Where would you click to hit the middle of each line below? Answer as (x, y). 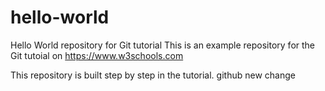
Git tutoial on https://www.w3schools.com (97, 55)
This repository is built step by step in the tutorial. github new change (153, 75)
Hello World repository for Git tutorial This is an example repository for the (163, 45)
